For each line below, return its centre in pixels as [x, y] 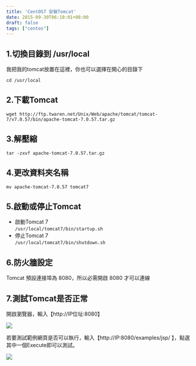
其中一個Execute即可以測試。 [42, 345]
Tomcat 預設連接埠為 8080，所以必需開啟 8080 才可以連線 [78, 278]
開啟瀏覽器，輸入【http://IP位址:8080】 [54, 314]
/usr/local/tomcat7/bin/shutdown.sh [60, 243]
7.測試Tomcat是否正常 [47, 299]
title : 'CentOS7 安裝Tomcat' [41, 12]
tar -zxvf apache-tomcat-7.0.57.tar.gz [56, 153]
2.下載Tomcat [32, 100]
